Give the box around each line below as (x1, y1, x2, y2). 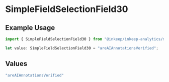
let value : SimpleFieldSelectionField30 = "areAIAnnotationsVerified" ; (5, 45, 158, 50)
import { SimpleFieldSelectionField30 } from (5, 36, 102, 41)
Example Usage (5, 23, 55, 32)
